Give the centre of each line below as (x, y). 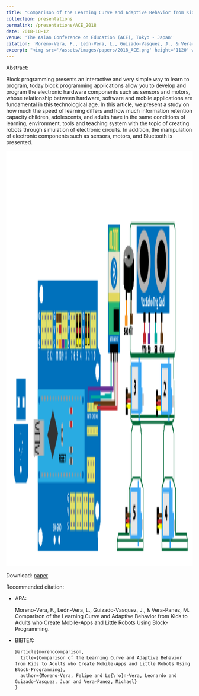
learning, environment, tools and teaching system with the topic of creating (98, 123)
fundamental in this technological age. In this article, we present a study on (98, 104)
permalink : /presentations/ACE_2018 (51, 25)
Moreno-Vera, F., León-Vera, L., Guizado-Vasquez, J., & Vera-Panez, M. (102, 610)
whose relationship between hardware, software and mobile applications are (99, 98)
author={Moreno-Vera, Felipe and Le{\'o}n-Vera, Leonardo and (99, 676)
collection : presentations (39, 19)
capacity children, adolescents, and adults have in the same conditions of (96, 117)
